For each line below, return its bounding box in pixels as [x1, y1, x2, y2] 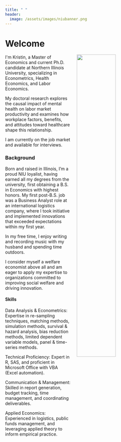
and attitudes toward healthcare [5, 122, 70, 128]
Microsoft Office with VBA [5, 364, 58, 370]
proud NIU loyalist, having [5, 171, 58, 177]
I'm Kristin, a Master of [5, 54, 52, 60]
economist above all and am [5, 264, 63, 270]
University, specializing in [5, 70, 57, 76]
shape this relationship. [5, 127, 53, 133]
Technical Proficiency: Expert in [5, 354, 70, 360]
